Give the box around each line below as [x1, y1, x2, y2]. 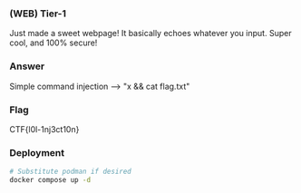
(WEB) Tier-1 [9, 7, 66, 20]
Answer [9, 60, 45, 72]
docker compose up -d [9, 176, 92, 185]
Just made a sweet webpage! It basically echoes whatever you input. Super [9, 28, 292, 39]
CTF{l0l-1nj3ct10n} [9, 123, 80, 134]
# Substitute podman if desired [9, 167, 131, 177]
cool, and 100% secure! [9, 37, 98, 48]
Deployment [9, 146, 65, 159]
